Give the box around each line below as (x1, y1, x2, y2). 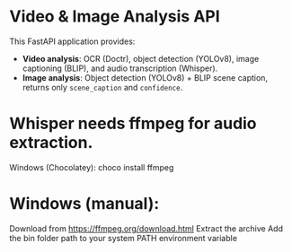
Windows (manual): (9, 194, 160, 214)
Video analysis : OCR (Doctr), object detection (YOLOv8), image (22, 53, 260, 64)
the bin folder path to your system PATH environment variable (9, 232, 238, 243)
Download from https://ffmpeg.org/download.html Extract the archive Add (9, 222, 283, 234)
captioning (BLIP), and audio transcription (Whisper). (22, 63, 218, 74)
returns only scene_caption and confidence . (22, 82, 183, 92)
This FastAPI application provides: (9, 36, 136, 47)
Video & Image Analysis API (9, 6, 220, 27)
